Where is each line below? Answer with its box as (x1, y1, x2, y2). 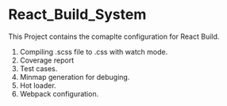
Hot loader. (19, 81, 57, 90)
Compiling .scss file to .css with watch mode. (19, 47, 168, 56)
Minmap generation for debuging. (19, 72, 130, 81)
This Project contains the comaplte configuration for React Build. (8, 32, 220, 41)
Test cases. (19, 63, 58, 73)
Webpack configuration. (19, 89, 99, 98)
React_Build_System (8, 6, 147, 24)
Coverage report (19, 55, 74, 65)
